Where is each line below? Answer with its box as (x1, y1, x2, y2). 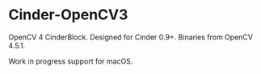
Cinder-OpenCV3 (8, 6, 128, 24)
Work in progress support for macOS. (8, 56, 133, 66)
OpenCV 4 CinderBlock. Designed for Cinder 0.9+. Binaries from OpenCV (8, 32, 253, 42)
